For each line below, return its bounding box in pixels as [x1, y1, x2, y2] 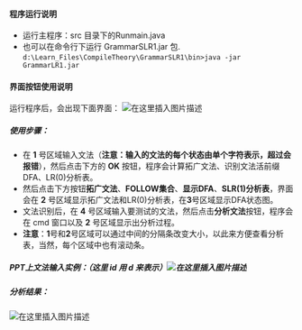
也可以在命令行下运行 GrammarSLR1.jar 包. [22, 41, 181, 52]
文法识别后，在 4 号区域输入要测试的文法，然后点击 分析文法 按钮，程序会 [22, 206, 294, 216]
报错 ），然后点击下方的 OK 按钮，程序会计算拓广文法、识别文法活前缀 [22, 160, 280, 171]
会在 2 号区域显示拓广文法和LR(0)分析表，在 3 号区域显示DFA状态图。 [22, 195, 279, 206]
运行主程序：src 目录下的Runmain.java [22, 30, 166, 41]
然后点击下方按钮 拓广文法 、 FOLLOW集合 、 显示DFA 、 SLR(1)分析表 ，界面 [22, 183, 294, 194]
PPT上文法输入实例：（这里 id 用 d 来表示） [9, 261, 168, 272]
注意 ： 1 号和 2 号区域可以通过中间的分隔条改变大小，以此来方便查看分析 [22, 228, 284, 239]
